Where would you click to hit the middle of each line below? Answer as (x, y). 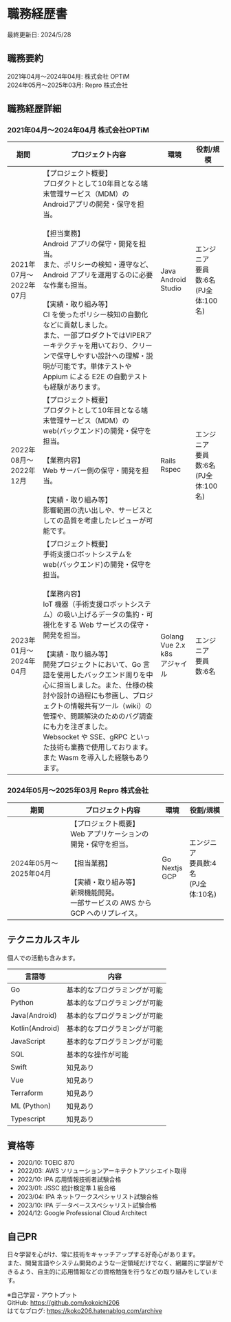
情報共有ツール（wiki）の (111, 706)
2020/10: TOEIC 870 (46, 1163)
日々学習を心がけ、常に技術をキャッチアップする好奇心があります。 (103, 1254)
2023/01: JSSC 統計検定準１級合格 (66, 1188)
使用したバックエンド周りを (101, 675)
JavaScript (28, 1041)
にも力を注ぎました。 (77, 727)
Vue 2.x (173, 645)
